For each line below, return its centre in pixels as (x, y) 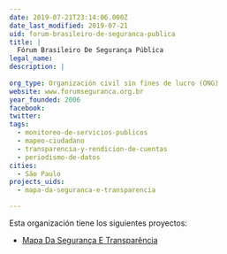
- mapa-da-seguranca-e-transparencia (87, 190)
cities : (23, 165)
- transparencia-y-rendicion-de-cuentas (92, 149)
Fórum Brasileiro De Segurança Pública (91, 50)
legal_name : (31, 58)
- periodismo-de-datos (59, 157)
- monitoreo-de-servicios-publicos (83, 133)
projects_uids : (37, 182)
